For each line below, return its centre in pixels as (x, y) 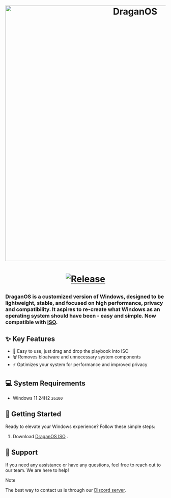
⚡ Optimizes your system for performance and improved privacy (80, 365)
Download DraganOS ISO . (40, 436)
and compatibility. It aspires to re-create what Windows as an (83, 309)
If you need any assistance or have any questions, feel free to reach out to (83, 465)
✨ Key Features (30, 339)
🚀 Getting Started (33, 414)
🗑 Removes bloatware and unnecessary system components (77, 357)
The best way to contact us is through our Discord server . (66, 490)
